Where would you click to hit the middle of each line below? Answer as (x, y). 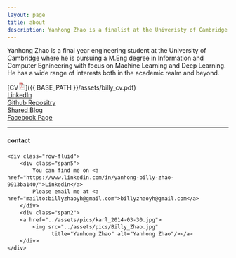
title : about (26, 22)
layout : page (26, 15)
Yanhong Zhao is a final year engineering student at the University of (107, 51)
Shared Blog (25, 110)
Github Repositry (32, 103)
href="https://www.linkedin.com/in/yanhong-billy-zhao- (91, 177)
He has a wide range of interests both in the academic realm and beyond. (113, 73)
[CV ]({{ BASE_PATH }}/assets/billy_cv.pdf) (72, 87)
